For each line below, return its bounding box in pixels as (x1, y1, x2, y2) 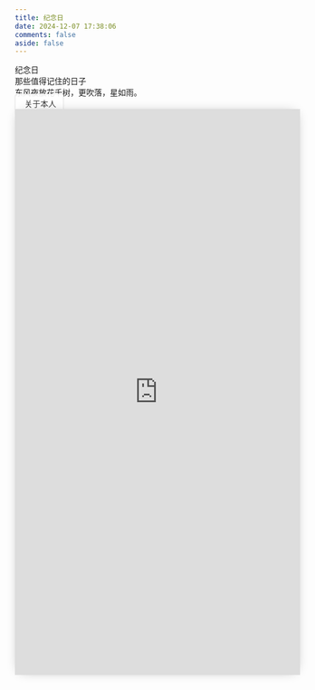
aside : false (14, 38, 64, 48)
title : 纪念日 (14, 13, 64, 23)
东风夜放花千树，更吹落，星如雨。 (14, 87, 142, 98)
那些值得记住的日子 (14, 76, 87, 87)
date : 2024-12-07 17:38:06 (14, 22, 117, 31)
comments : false (14, 30, 76, 39)
